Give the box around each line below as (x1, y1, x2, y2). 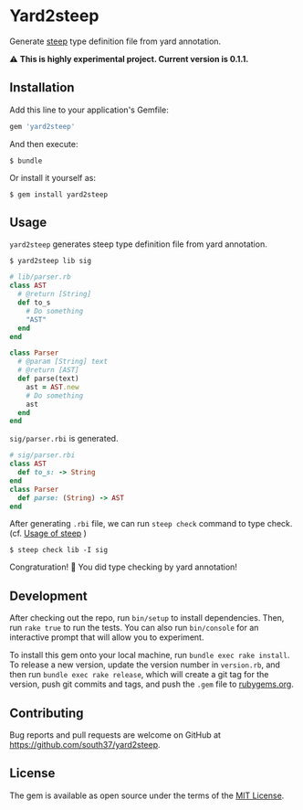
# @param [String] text (17, 357, 108, 367)
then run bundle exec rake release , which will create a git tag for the (9, 669, 269, 680)
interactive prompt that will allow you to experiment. (9, 632, 204, 643)
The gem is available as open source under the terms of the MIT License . (9, 790, 285, 801)
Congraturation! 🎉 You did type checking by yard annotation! (9, 561, 237, 572)
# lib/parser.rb (9, 272, 71, 282)
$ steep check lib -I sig (9, 546, 108, 555)
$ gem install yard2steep (9, 189, 108, 199)
